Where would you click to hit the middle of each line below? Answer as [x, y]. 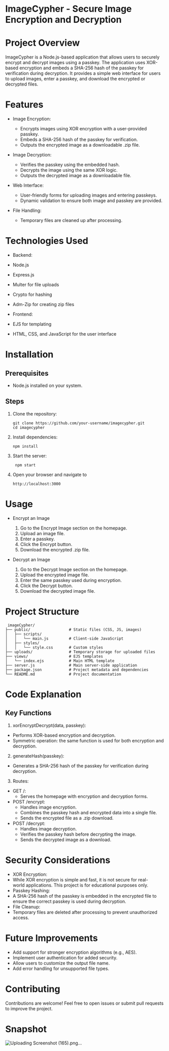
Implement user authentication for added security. [65, 957]
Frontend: [23, 314]
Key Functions [28, 713]
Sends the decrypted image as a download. [66, 839]
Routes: [21, 781]
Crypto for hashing [32, 294]
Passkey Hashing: [31, 890]
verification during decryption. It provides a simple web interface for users [83, 73]
